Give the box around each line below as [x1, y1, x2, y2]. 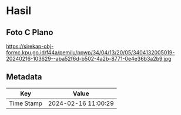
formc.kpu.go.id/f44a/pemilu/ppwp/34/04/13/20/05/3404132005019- [6, 49, 175, 56]
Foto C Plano [6, 27, 53, 37]
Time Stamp [9, 99, 43, 107]
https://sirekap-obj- [6, 43, 54, 50]
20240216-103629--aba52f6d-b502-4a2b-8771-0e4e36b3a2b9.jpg [6, 55, 172, 62]
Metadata [6, 72, 42, 82]
